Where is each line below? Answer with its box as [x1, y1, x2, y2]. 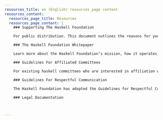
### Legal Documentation [13, 95, 64, 100]
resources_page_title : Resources [9, 16, 77, 21]
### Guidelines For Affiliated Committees [13, 60, 101, 65]
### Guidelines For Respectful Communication [13, 77, 108, 82]
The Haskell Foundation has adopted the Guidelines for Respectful [13, 86, 153, 91]
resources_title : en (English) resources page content [4, 7, 118, 12]
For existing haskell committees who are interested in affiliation [13, 69, 155, 74]
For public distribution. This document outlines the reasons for [13, 34, 151, 39]
